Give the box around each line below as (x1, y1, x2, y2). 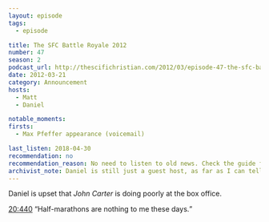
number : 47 (8, 49, 45, 57)
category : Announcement (8, 78, 88, 87)
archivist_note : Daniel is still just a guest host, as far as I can (8, 167, 246, 175)
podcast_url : (8, 63, 52, 72)
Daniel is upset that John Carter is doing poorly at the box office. (8, 189, 223, 199)
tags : (8, 19, 26, 27)
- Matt (15, 93, 38, 101)
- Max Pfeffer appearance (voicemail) (15, 130, 146, 139)
